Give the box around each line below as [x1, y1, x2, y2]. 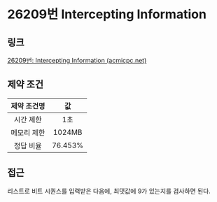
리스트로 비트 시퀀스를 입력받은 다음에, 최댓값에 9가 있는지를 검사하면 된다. [7, 187, 211, 195]
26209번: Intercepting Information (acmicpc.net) [7, 57, 147, 64]
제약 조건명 [10, 101, 45, 110]
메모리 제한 [10, 127, 45, 137]
